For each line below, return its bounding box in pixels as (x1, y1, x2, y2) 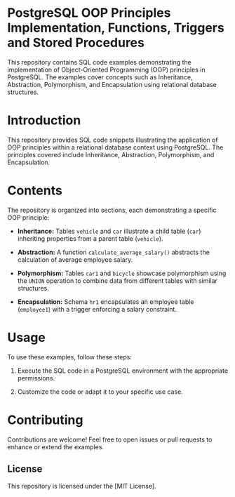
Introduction (7, 112, 81, 128)
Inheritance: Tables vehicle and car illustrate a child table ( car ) (17, 227, 201, 235)
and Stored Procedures (7, 35, 145, 51)
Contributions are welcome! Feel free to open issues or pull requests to (7, 435, 213, 444)
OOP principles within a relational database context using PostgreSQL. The (7, 143, 224, 152)
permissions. (17, 373, 55, 382)
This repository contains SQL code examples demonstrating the (7, 58, 192, 66)
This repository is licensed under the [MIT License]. (7, 482, 156, 490)
